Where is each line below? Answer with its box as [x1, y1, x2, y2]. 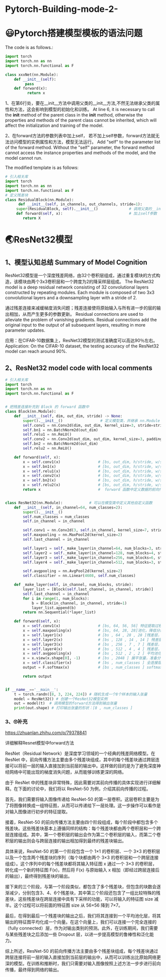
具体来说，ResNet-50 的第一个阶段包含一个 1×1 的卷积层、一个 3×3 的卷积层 [5, 849, 161, 855]
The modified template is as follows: [5, 165, 79, 171]
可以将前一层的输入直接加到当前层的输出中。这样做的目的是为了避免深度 [9, 763, 157, 769]
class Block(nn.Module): [5, 409, 56, 414]
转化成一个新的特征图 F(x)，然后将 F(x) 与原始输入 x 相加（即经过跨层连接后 [5, 867, 160, 873]
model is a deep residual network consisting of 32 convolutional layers [5, 284, 149, 290]
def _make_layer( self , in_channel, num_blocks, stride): [14, 582, 134, 587]
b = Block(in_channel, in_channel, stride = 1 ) [31, 601, 127, 606]
